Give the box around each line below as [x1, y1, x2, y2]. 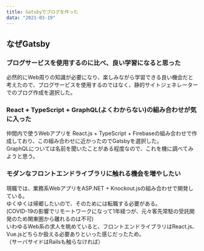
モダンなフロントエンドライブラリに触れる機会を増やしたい [6, 169, 181, 178]
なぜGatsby [6, 38, 51, 49]
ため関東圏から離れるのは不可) [16, 215, 94, 222]
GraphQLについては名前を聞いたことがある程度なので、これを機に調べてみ [6, 145, 194, 153]
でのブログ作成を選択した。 [6, 89, 76, 96]
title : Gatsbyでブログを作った [6, 9, 79, 15]
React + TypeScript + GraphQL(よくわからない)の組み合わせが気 [6, 106, 197, 114]
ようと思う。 [6, 153, 38, 160]
